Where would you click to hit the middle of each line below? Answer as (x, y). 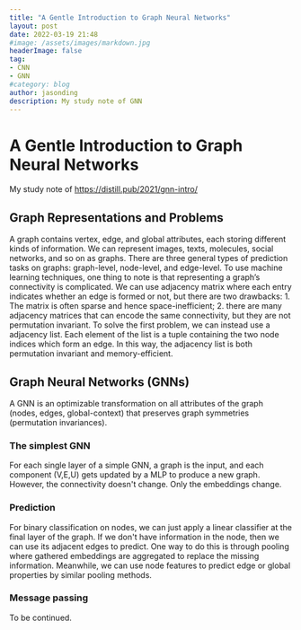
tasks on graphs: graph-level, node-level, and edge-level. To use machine (146, 268)
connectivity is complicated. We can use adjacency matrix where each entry (150, 287)
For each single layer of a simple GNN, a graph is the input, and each (137, 465)
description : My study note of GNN (76, 101)
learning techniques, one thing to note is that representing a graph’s (135, 277)
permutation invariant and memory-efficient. (91, 354)
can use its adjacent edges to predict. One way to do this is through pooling (149, 546)
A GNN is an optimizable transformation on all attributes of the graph (136, 403)
